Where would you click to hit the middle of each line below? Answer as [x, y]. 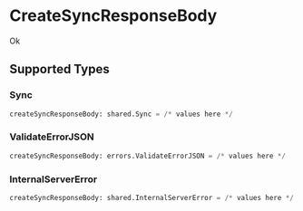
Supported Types [60, 69]
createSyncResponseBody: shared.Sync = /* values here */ [121, 114]
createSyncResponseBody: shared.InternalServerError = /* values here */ [152, 197]
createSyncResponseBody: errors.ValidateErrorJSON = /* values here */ [147, 156]
